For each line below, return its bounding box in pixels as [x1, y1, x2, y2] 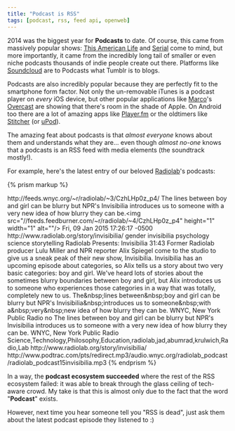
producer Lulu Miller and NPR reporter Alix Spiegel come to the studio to [7, 246, 216, 255]
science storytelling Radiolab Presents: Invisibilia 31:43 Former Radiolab [7, 238, 215, 247]
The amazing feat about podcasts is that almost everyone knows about [7, 131, 213, 139]
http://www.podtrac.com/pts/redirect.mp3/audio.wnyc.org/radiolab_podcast [7, 351, 228, 359]
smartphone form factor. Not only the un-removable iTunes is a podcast [7, 87, 215, 96]
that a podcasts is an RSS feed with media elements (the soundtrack [7, 146, 205, 154]
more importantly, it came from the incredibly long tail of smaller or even [7, 51, 216, 60]
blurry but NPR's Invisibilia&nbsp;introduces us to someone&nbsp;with [7, 298, 212, 307]
